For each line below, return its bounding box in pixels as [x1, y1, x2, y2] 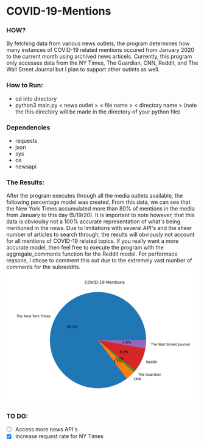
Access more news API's [15, 426, 78, 433]
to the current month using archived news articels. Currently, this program [6, 53, 192, 60]
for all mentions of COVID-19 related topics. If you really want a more [6, 237, 179, 245]
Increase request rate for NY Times [15, 433, 104, 440]
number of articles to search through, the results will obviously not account [6, 231, 195, 239]
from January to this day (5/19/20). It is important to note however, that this [6, 212, 195, 219]
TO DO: [6, 412, 29, 420]
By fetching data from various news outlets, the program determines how [6, 40, 190, 47]
